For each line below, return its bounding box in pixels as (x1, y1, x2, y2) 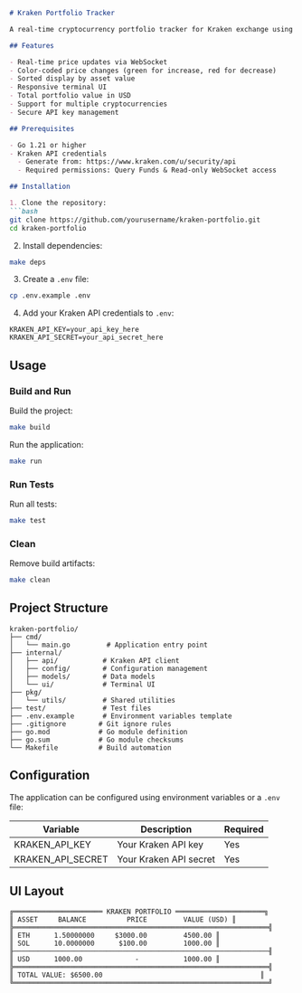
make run (9, 457, 42, 466)
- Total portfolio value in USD (9, 91, 131, 100)
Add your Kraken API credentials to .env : (22, 307, 175, 318)
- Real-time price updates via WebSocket (9, 57, 168, 67)
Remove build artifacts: (9, 558, 96, 569)
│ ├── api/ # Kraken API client (9, 656, 180, 665)
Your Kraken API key (117, 837, 204, 850)
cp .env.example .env (9, 291, 91, 300)
